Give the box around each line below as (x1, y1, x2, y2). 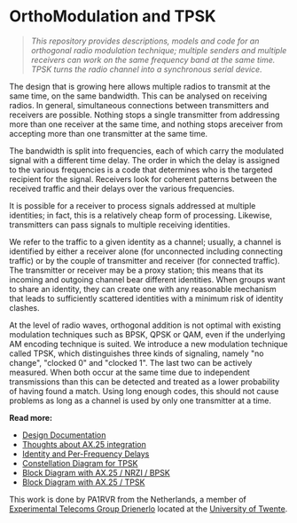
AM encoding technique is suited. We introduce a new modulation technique (9, 338, 288, 349)
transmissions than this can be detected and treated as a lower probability (9, 376, 280, 387)
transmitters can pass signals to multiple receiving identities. (9, 219, 231, 230)
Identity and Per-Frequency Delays (21, 448, 150, 459)
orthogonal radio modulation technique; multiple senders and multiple (30, 44, 287, 55)
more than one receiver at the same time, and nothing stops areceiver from (9, 118, 284, 130)
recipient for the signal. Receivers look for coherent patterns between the (9, 173, 277, 184)
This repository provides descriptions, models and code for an (30, 36, 260, 46)
